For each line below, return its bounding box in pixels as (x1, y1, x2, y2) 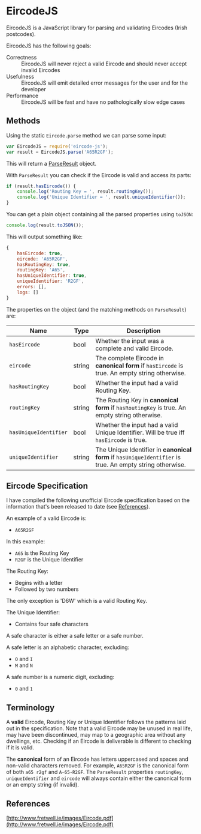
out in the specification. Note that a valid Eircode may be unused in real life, (6, 725, 193, 732)
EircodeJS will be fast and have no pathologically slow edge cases (21, 98, 185, 106)
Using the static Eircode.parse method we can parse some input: (6, 131, 167, 139)
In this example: (6, 538, 45, 545)
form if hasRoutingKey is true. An (95, 403, 187, 412)
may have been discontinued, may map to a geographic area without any (6, 731, 186, 739)
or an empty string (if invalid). (6, 781, 80, 788)
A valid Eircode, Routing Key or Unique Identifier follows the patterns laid (6, 719, 187, 726)
